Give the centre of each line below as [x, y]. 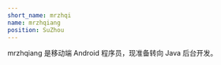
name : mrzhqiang [34, 23]
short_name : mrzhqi [39, 15]
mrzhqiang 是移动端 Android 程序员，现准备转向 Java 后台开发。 [112, 53]
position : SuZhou [36, 30]
